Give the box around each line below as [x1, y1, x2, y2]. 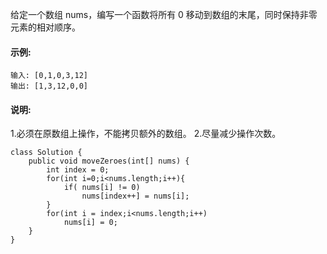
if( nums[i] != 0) [63, 183, 141, 193]
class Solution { [10, 148, 83, 158]
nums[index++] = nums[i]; [81, 191, 190, 202]
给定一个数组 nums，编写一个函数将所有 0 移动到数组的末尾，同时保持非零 [10, 9, 318, 20]
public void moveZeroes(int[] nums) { [28, 156, 190, 167]
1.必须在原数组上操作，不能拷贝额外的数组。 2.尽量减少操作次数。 [10, 128, 282, 140]
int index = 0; [46, 165, 110, 175]
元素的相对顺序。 [10, 21, 81, 33]
